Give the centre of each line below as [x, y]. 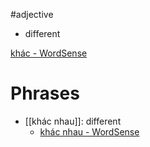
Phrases [45, 93]
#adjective [32, 14]
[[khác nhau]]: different [73, 121]
